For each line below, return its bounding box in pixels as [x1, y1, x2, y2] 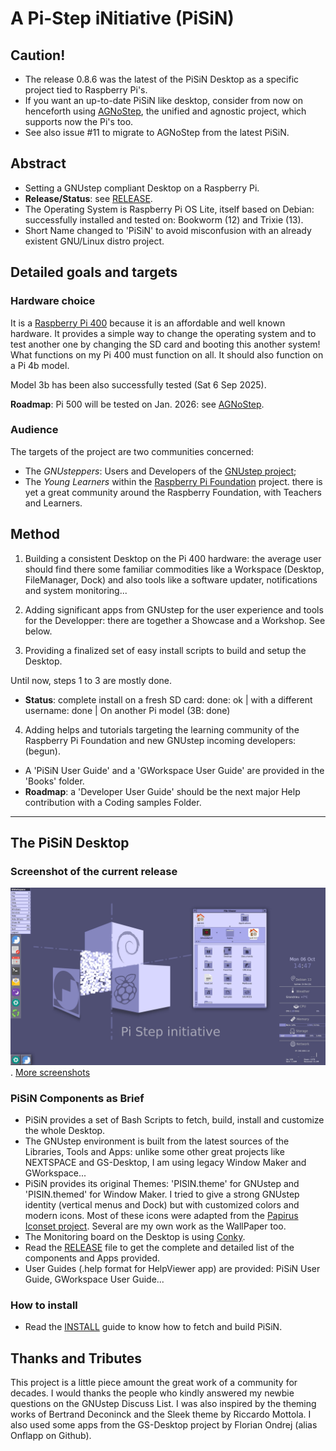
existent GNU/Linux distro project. [24, 235, 165, 247]
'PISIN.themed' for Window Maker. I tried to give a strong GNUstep [24, 1188, 300, 1201]
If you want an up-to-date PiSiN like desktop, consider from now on [24, 95, 303, 106]
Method [10, 526, 61, 543]
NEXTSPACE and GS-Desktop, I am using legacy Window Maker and [24, 1157, 307, 1169]
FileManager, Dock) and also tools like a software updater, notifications [24, 573, 318, 586]
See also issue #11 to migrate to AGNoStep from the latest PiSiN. [24, 127, 290, 138]
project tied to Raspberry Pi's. [24, 84, 148, 96]
